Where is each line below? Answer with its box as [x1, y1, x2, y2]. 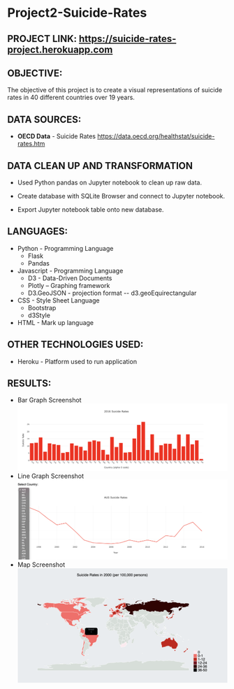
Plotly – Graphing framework [27, 281, 110, 289]
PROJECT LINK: [7, 33, 78, 45]
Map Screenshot [17, 560, 66, 569]
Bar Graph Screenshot [17, 396, 82, 405]
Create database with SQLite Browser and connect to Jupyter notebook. [17, 192, 226, 201]
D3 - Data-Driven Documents [27, 274, 112, 282]
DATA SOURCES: [7, 113, 82, 125]
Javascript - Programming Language [17, 266, 124, 275]
